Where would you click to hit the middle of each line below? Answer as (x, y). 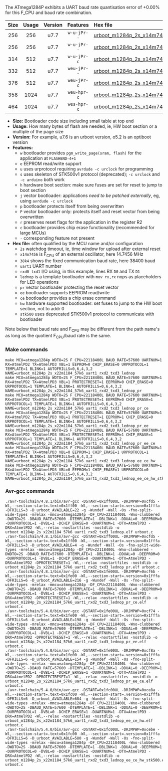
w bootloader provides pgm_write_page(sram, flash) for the (81, 153)
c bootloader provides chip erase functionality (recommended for (87, 227)
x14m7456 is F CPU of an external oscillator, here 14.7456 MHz (81, 255)
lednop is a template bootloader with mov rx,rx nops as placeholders (90, 276)
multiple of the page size (38, 132)
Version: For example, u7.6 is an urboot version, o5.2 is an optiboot (82, 137)
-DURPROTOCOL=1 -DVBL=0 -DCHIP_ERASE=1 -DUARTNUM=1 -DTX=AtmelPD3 (76, 712)
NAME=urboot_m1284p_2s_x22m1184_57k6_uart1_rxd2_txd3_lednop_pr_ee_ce (80, 443)
